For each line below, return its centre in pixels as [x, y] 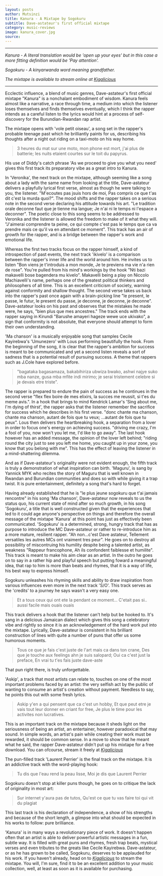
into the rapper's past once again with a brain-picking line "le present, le [77, 296]
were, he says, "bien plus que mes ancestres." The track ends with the [76, 311]
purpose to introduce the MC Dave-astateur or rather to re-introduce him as [81, 529]
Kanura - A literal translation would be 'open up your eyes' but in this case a [81, 55]
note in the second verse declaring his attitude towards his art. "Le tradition [81, 203]
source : [13, 37]
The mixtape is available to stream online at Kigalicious [61, 79]
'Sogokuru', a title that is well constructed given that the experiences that [78, 508]
